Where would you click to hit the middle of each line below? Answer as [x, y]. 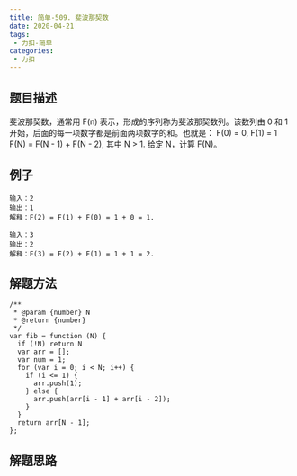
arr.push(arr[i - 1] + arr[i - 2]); [102, 400]
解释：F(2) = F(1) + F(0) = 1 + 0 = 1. [82, 217]
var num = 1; [42, 360]
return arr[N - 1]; [54, 423]
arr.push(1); [58, 383]
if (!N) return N [50, 344]
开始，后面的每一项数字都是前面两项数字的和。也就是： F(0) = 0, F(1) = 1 [143, 132]
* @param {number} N [52, 313]
